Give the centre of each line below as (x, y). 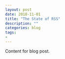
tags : (11, 32)
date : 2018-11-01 (23, 14)
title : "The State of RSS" (33, 19)
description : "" (22, 23)
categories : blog (23, 28)
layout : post (18, 10)
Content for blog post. (28, 51)
